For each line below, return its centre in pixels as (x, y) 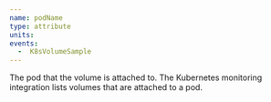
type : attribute (40, 26)
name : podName (36, 18)
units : (22, 35)
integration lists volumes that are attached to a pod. (106, 87)
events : (24, 43)
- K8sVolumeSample (55, 52)
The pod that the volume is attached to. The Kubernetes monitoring (136, 77)
